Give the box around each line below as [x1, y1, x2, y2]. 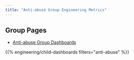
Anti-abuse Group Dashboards [12, 39, 77, 45]
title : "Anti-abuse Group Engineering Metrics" [5, 7, 107, 13]
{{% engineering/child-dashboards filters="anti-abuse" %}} [5, 49, 129, 55]
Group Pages [5, 26, 47, 35]
